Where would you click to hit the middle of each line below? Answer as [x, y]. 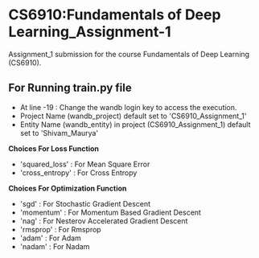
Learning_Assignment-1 [90, 32]
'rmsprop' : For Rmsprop [61, 229]
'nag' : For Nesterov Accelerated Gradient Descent [104, 221]
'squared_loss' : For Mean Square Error [85, 164]
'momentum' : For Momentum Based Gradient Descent [110, 212]
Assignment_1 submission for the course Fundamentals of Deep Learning [129, 54]
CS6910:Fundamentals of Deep [115, 15]
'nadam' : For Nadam [55, 246]
